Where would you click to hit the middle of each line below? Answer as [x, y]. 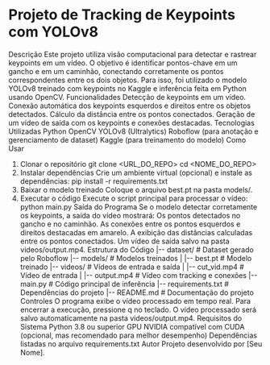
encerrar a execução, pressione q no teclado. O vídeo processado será [138, 309]
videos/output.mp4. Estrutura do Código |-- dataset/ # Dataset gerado [137, 249]
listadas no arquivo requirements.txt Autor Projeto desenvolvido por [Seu [141, 343]
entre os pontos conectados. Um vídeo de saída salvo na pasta [125, 241]
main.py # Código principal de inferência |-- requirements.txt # [125, 284]
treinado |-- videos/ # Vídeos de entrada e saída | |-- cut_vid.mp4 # [132, 267]
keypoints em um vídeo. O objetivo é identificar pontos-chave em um [123, 63]
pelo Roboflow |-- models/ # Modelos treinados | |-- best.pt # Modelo [136, 258]
